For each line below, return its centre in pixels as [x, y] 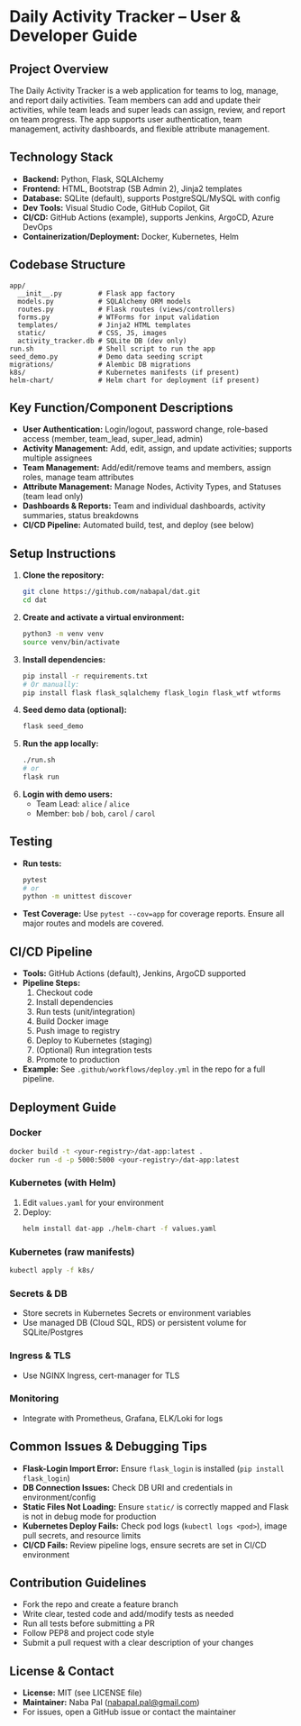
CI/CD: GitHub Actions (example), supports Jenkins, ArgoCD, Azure [148, 217]
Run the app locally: [60, 744]
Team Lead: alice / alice [83, 803]
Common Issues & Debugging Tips [108, 1447]
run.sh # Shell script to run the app [113, 349]
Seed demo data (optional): [75, 710]
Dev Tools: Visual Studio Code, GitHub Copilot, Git [116, 207]
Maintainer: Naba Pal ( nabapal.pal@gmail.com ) [111, 1703]
